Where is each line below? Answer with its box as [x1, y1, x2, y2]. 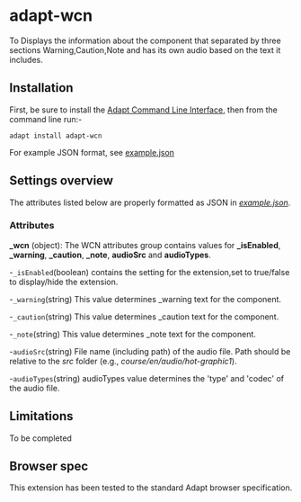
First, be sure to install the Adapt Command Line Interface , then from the [9, 104, 279, 115]
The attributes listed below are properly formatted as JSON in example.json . [9, 197, 291, 208]
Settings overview [9, 173, 114, 189]
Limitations [9, 408, 74, 424]
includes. [9, 54, 43, 65]
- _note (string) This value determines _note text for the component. [9, 328, 256, 339]
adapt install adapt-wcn [9, 131, 102, 140]
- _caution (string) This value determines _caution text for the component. [9, 311, 279, 322]
